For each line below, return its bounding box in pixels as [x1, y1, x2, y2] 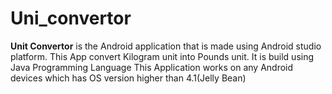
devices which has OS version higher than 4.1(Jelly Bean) [10, 72, 247, 84]
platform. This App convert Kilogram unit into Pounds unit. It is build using [10, 50, 315, 62]
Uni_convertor [10, 7, 132, 30]
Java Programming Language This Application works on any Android [10, 61, 294, 73]
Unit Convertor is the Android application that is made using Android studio [10, 40, 322, 52]
